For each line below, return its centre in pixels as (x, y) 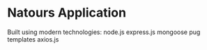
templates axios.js (33, 39)
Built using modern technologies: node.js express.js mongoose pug (104, 32)
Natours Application (67, 13)
